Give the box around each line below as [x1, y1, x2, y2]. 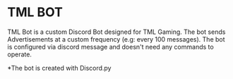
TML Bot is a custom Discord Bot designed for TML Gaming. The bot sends [7, 28, 226, 36]
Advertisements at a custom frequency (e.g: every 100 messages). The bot [7, 35, 225, 43]
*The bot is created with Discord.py [7, 63, 112, 72]
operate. [7, 50, 32, 59]
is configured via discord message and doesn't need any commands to [7, 42, 214, 51]
